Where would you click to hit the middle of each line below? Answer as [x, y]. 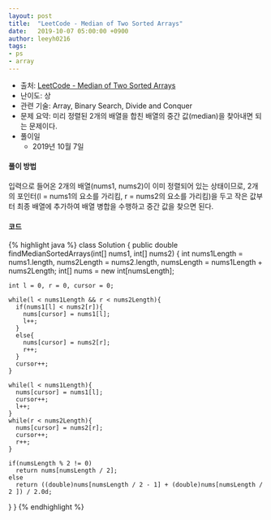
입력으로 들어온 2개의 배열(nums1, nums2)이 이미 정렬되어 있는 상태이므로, [127, 186]
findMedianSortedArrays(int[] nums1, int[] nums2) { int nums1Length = [126, 253]
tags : [17, 46]
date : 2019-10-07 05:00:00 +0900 [69, 31]
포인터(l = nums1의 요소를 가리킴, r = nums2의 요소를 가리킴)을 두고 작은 [132, 197]
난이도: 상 [35, 95]
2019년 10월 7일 [58, 146]
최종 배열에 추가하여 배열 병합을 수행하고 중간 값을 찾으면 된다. [115, 206]
